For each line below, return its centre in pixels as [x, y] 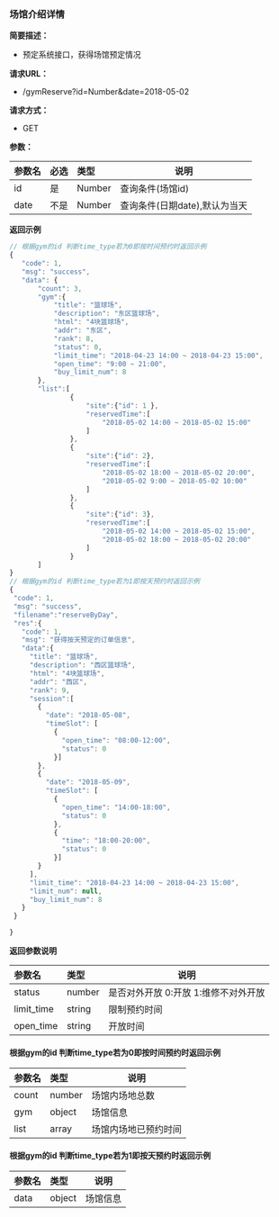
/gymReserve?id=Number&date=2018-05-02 [106, 92]
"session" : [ [52, 699]
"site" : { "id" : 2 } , [120, 456]
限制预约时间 [136, 1010]
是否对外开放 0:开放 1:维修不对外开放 [187, 993]
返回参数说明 [33, 951]
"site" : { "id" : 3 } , [120, 515]
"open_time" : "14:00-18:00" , [116, 807]
